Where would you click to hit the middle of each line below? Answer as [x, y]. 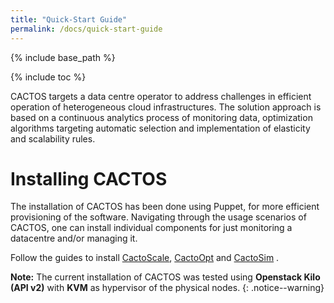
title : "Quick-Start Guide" [69, 19]
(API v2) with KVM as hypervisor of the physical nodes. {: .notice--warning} [167, 288]
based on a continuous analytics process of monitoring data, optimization [161, 117]
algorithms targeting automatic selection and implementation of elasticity [160, 128]
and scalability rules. [53, 138]
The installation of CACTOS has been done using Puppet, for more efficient [165, 207]
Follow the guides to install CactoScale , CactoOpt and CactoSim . [145, 258]
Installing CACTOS [89, 178]
